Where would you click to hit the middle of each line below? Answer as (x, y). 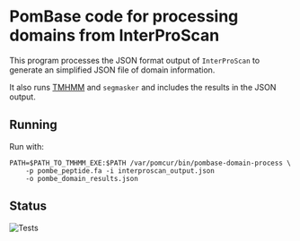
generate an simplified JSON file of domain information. (112, 70)
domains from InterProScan (115, 35)
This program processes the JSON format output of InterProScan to (135, 60)
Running (34, 125)
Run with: (27, 146)
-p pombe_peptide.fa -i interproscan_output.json (120, 171)
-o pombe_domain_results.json (82, 178)
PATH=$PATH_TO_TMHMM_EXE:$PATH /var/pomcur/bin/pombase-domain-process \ (150, 163)
